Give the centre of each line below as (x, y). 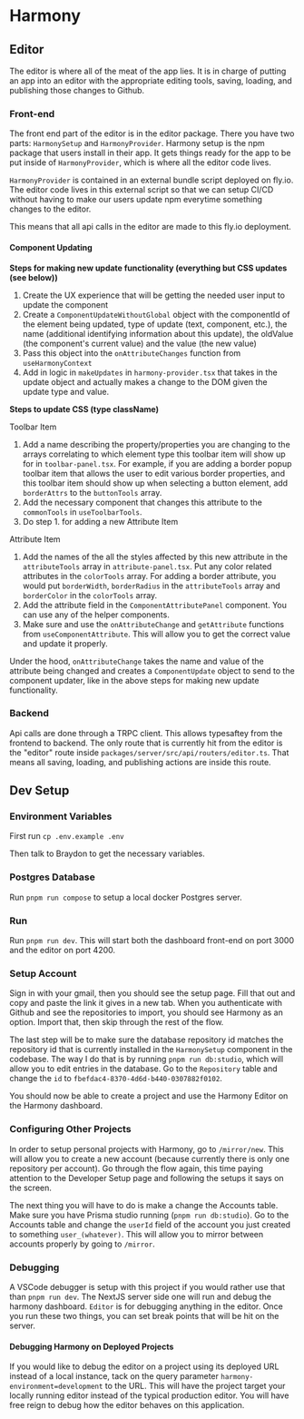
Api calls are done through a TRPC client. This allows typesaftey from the (146, 733)
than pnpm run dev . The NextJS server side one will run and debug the (141, 1296)
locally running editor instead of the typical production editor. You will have (149, 1395)
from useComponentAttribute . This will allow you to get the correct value (157, 634)
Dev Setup (39, 791)
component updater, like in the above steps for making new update (134, 680)
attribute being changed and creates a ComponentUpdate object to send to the (152, 670)
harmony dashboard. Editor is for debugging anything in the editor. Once (146, 1306)
